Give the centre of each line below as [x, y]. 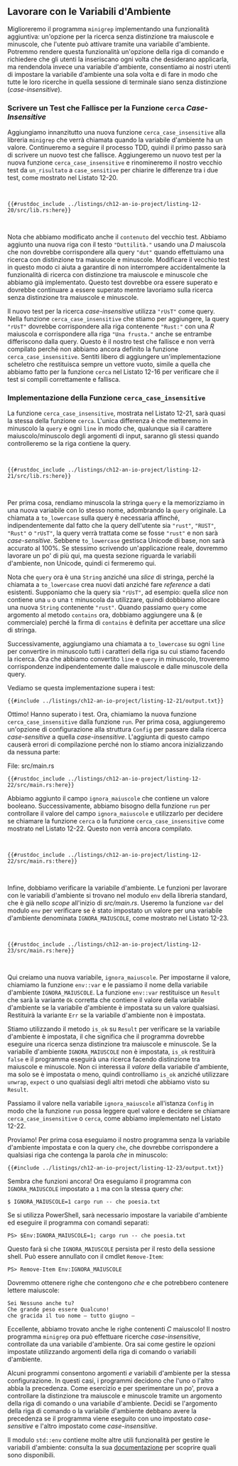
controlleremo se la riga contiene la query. [69, 444]
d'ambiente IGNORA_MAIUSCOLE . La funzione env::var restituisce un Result [114, 992]
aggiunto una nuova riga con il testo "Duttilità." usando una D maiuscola [117, 244]
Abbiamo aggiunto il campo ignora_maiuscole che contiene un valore [108, 799]
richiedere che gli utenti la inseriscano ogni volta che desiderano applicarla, [118, 59]
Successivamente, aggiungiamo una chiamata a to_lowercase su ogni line [116, 644]
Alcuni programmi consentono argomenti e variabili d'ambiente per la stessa [119, 1373]
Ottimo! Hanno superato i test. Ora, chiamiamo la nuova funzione [102, 714]
